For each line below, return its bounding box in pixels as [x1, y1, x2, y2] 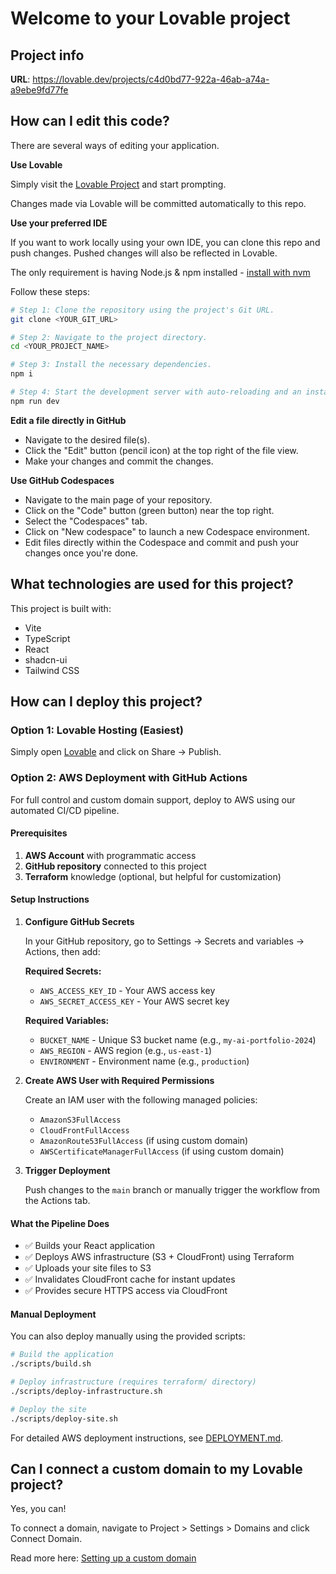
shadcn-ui [24, 653, 68, 666]
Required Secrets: [24, 965, 102, 977]
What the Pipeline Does [10, 1217, 110, 1229]
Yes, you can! [10, 1503, 67, 1515]
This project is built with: [10, 602, 112, 614]
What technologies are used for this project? [10, 576, 294, 593]
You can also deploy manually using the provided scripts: [10, 1330, 246, 1342]
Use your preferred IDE [10, 217, 108, 229]
